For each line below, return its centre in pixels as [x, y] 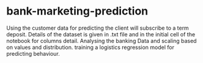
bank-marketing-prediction [77, 11]
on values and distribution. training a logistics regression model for [90, 47]
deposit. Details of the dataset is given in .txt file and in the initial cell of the [101, 34]
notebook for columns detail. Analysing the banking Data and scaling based [102, 41]
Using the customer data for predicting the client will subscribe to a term [98, 28]
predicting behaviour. [33, 53]
